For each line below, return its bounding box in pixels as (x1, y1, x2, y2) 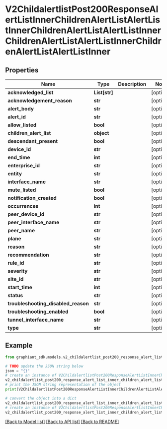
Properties (5, 66, 39, 74)
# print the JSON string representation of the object (5, 382, 121, 388)
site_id (7, 276, 24, 283)
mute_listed (7, 186, 36, 193)
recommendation (7, 251, 49, 258)
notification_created (7, 195, 57, 201)
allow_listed (7, 121, 37, 128)
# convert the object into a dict (5, 396, 77, 401)
